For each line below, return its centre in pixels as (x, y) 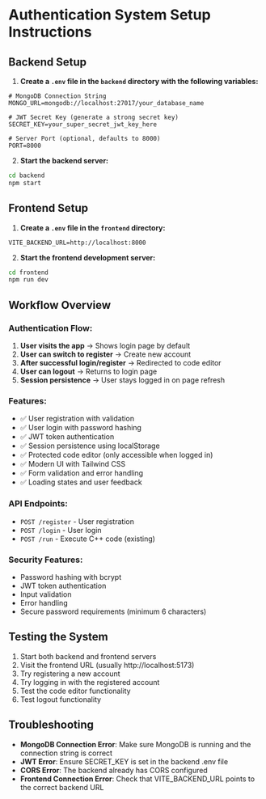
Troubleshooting (51, 725)
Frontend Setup (49, 208)
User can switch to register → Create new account (106, 354)
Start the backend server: (64, 161)
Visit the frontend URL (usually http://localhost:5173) (107, 665)
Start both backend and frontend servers (88, 656)
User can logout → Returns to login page (89, 371)
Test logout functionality (61, 699)
